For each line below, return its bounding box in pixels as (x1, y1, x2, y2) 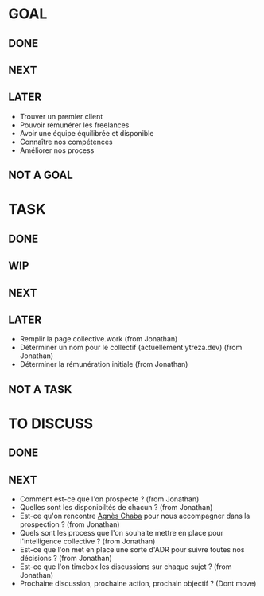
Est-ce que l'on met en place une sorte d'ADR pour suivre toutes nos (19, 545, 245, 555)
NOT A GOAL (8, 169, 73, 182)
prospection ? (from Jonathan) (19, 520, 121, 529)
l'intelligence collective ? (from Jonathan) (19, 536, 156, 546)
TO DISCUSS (8, 415, 94, 432)
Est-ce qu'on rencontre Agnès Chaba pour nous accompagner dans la (19, 511, 250, 521)
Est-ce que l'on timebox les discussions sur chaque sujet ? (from (19, 562, 232, 571)
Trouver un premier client (19, 111, 103, 121)
